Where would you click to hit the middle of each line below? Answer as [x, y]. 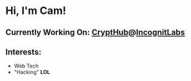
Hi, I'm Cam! [36, 11]
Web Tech [26, 66]
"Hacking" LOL [32, 72]
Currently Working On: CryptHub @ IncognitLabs [95, 32]
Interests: [23, 52]
